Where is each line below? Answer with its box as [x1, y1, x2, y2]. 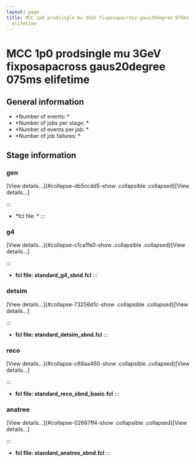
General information [6, 96, 84, 107]
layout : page [6, 9, 40, 15]
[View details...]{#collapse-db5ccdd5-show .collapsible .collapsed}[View [6, 182, 190, 190]
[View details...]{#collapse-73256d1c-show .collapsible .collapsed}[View [6, 300, 189, 308]
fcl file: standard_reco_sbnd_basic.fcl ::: [15, 390, 120, 397]
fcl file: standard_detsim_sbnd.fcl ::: [15, 331, 108, 338]
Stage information [6, 150, 77, 161]
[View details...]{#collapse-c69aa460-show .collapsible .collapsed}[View [6, 359, 190, 367]
